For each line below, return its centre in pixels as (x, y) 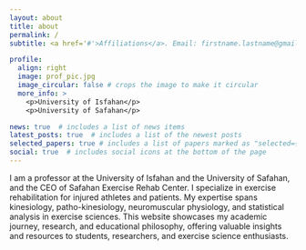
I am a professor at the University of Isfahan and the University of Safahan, (150, 177)
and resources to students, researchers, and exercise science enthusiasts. (149, 235)
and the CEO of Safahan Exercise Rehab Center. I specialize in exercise (143, 187)
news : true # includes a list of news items (97, 127)
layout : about (36, 18)
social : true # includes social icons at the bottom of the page (138, 152)
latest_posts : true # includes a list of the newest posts (126, 135)
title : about (34, 26)
